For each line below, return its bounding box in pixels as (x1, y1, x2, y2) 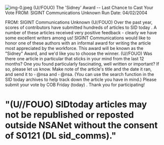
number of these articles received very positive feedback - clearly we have (5, 30, 157, 35)
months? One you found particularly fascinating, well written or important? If (5, 61, 160, 67)
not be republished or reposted (5, 109, 134, 121)
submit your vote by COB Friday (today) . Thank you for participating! (5, 82, 145, 88)
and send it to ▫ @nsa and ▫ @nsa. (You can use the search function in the (5, 72, 154, 77)
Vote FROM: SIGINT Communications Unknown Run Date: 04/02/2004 (5, 10, 148, 16)
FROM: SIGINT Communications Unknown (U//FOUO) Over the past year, (5, 20, 153, 25)
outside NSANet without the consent (5, 120, 158, 131)
